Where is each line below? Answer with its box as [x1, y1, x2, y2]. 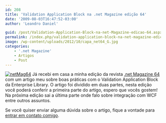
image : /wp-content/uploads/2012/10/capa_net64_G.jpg [5, 39, 119, 45]
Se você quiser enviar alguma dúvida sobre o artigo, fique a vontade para [5, 107, 155, 113]
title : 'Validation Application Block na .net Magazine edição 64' [5, 12, 147, 17]
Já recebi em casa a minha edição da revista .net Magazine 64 [32, 71, 160, 77]
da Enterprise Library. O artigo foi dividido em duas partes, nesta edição [5, 82, 152, 88]
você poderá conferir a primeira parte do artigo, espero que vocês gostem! [5, 87, 158, 93]
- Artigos [14, 53, 35, 58]
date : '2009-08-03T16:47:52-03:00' [5, 16, 79, 21]
